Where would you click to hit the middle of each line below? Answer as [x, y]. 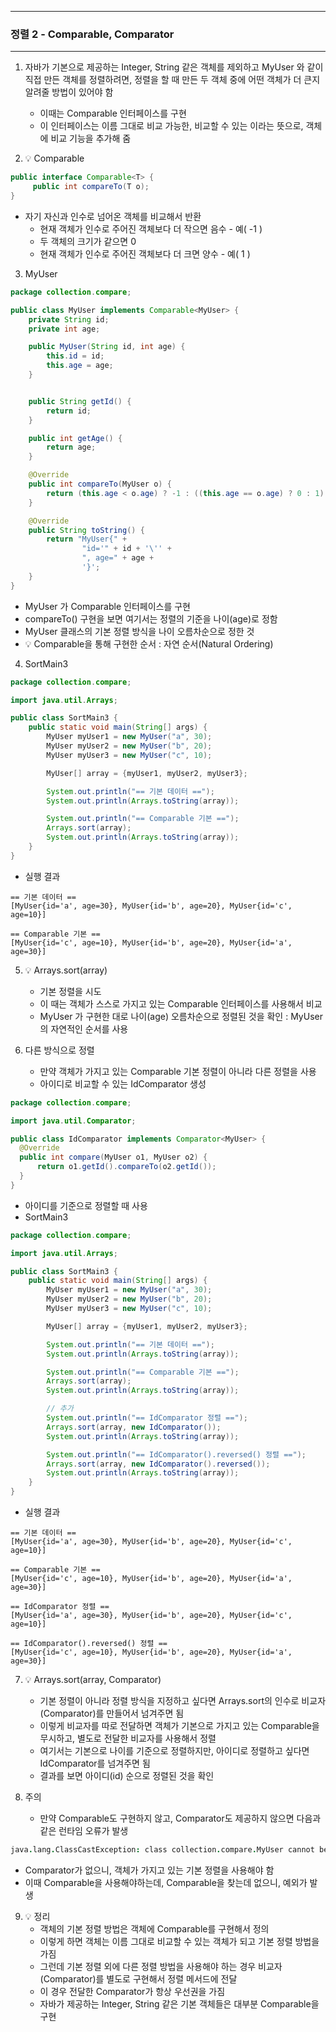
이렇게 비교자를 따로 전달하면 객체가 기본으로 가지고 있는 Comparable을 [179, 1726]
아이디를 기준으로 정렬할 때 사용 [86, 1205]
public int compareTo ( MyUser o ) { [100, 484]
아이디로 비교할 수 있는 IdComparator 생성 [123, 1083]
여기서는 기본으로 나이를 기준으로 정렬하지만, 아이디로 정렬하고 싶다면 [174, 1751]
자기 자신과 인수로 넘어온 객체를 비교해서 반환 [113, 216]
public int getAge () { [75, 438]
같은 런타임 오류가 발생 [84, 1831]
